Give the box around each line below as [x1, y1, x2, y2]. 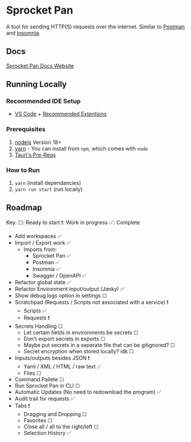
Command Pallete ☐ [14, 376, 64, 383]
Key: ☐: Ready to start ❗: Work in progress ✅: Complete [6, 219, 140, 226]
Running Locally [6, 79, 67, 89]
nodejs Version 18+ [14, 138, 62, 145]
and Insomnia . [6, 29, 41, 36]
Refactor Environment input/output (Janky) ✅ [14, 285, 125, 292]
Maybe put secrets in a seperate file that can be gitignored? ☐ [23, 341, 176, 349]
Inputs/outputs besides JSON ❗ [14, 354, 90, 361]
